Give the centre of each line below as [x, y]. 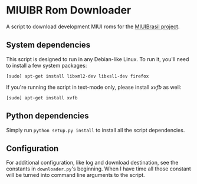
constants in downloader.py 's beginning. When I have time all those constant [99, 169]
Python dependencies [48, 116]
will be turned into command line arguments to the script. [76, 175]
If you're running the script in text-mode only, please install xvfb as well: [94, 87]
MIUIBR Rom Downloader [69, 10]
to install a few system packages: [47, 65]
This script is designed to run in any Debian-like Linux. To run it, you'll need [98, 59]
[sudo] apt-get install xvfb [42, 98]
